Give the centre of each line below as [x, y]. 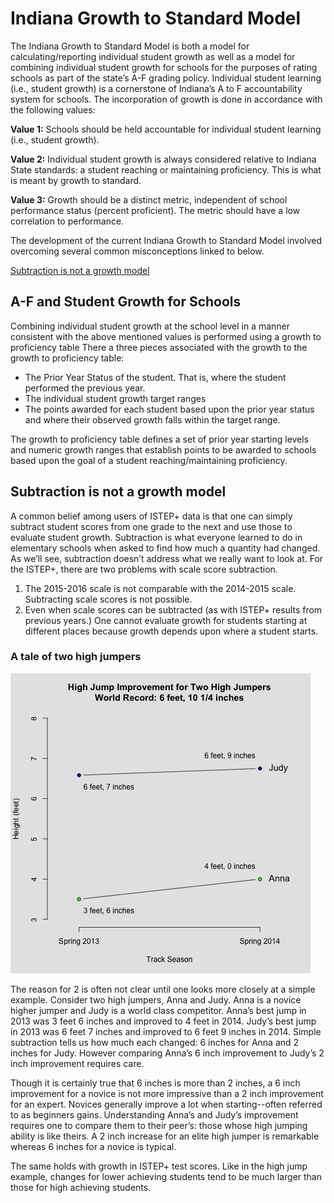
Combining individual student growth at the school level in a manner [150, 326]
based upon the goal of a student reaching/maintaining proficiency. [149, 460]
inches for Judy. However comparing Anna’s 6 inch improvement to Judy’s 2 [167, 1053]
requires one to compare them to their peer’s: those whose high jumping [159, 1125]
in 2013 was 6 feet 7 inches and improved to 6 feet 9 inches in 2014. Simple [166, 1031]
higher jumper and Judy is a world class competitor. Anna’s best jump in [158, 1010]
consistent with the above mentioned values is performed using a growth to [166, 336]
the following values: [53, 109]
